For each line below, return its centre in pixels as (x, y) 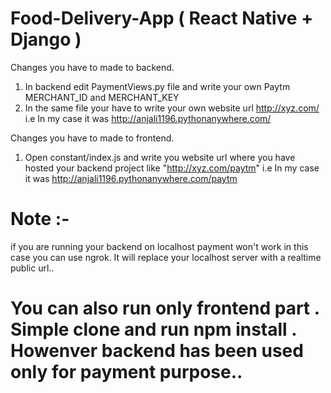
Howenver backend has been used (157, 351)
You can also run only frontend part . (165, 308)
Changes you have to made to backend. (92, 67)
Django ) (46, 39)
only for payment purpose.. (126, 372)
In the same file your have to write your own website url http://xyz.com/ (172, 108)
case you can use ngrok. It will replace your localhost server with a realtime (166, 257)
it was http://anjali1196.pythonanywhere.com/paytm (131, 178)
